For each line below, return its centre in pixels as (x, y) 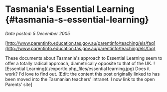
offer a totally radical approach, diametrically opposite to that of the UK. (79, 63)
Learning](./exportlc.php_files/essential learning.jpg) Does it (88, 69)
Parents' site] (19, 84)
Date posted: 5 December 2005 (38, 33)
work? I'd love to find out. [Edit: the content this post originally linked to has (83, 74)
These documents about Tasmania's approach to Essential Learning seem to (84, 58)
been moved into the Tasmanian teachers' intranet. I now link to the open (80, 79)
